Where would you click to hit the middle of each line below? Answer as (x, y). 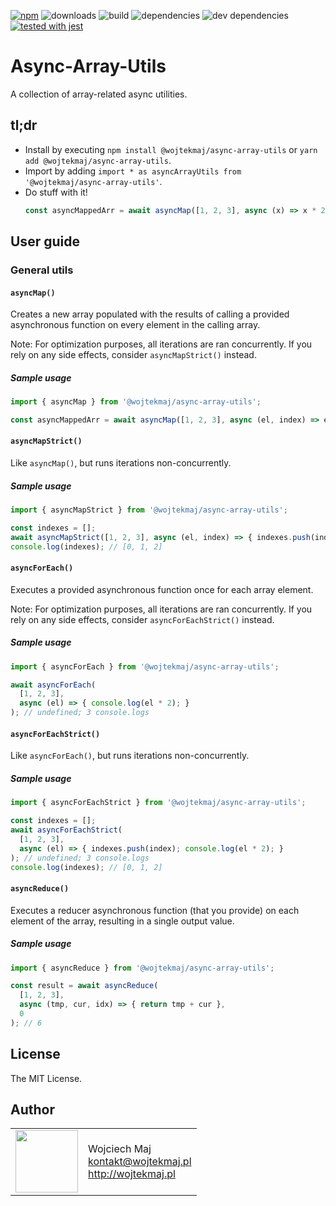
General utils (42, 270)
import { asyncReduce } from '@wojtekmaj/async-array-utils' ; (142, 968)
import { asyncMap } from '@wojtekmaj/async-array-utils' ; (136, 402)
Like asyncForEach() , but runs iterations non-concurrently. (130, 756)
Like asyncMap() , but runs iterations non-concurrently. (121, 463)
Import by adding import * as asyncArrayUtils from (133, 171)
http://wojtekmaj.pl (132, 1174)
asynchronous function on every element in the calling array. (135, 325)
